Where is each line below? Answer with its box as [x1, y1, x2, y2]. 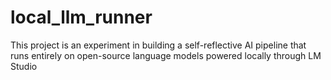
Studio [10, 60, 38, 72]
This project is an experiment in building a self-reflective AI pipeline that [10, 39, 307, 51]
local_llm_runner [10, 6, 153, 29]
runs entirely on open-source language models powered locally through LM [10, 49, 322, 61]
